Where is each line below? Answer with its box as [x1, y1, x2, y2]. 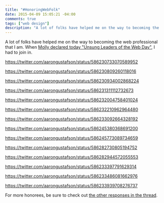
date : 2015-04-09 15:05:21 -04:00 [5, 12, 76, 17]
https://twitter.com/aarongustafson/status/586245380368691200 [5, 126, 138, 132]
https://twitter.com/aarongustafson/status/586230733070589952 [5, 59, 138, 65]
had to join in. [5, 50, 33, 56]
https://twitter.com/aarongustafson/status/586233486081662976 [5, 173, 138, 179]
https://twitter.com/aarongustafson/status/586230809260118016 [5, 68, 137, 74]
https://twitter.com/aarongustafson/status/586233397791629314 [5, 164, 137, 170]
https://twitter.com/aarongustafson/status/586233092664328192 [5, 116, 138, 122]
